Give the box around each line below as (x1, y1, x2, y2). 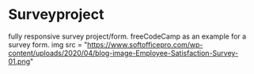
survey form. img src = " (8, 39, 88, 49)
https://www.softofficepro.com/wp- (86, 39, 203, 49)
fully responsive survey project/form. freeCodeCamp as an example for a (8, 31, 247, 41)
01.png (8, 57, 30, 66)
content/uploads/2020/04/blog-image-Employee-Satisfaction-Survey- (8, 48, 239, 57)
